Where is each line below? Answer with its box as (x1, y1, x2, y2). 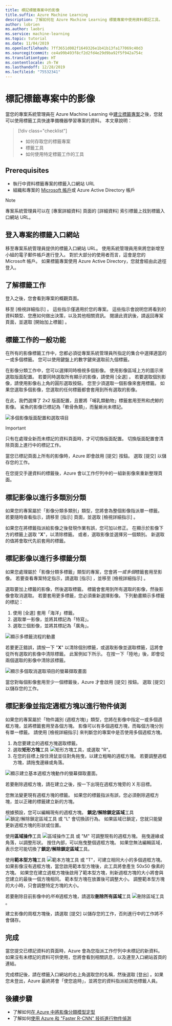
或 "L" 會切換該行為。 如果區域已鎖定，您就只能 (58, 815, 158, 822)
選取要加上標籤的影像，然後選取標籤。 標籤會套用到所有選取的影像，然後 (5, 586, 159, 592)
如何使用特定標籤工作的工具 (25, 151, 84, 157)
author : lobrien (5, 22, 40, 27)
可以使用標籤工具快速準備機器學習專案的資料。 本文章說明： (5, 117, 132, 124)
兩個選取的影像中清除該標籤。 (5, 657, 68, 663)
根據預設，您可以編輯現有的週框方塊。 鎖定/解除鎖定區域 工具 (5, 809, 134, 815)
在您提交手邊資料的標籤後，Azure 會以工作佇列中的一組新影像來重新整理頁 (5, 470, 163, 477)
